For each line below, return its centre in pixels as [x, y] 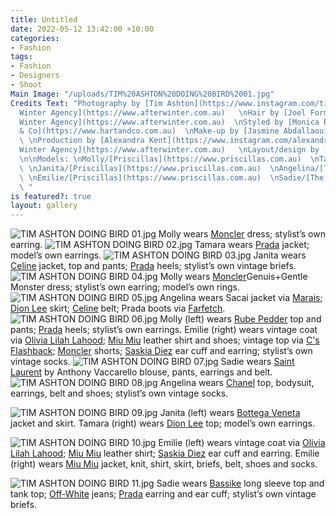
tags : [21, 57]
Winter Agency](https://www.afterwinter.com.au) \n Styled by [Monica [169, 122]
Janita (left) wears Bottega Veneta [230, 413]
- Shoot [26, 85]
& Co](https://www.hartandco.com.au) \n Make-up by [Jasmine [149, 131]
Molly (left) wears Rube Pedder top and [240, 319]
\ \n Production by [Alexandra [82, 141]
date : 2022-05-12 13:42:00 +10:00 [82, 29]
